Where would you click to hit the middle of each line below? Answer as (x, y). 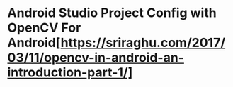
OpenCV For (44, 28)
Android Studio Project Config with (112, 13)
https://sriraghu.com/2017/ (143, 43)
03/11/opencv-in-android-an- (96, 58)
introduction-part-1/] (70, 73)
